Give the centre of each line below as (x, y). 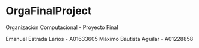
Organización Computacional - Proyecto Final (62, 27)
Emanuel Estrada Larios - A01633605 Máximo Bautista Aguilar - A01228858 (99, 39)
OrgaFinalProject (49, 11)
